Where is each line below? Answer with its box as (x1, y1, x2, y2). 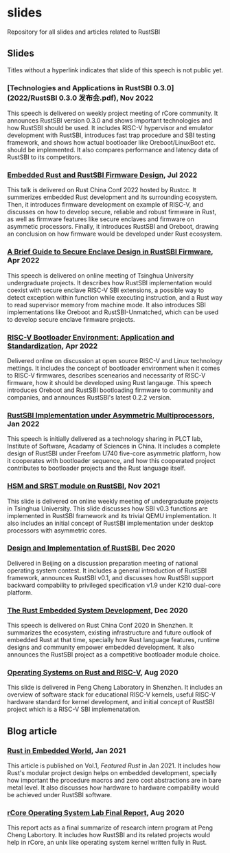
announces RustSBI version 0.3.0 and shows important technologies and (7, 116, 213, 125)
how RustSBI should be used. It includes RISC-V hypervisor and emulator (7, 124, 214, 132)
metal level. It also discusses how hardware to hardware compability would (7, 783, 220, 792)
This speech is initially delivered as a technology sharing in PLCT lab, (7, 435, 203, 443)
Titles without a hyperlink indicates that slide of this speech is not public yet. (7, 65, 224, 74)
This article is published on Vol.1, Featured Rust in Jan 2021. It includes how (7, 761, 221, 770)
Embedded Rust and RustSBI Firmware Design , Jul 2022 (7, 170, 198, 180)
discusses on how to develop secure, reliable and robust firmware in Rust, (7, 208, 217, 216)
